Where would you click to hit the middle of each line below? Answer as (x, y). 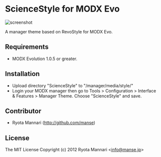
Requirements (27, 47)
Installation (22, 74)
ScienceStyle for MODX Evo (63, 9)
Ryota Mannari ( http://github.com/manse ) (54, 123)
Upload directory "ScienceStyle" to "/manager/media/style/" (73, 85)
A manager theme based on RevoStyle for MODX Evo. (59, 31)
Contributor (23, 111)
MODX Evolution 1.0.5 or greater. (45, 59)
